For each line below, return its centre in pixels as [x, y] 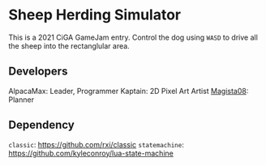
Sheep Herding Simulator [95, 15]
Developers [38, 72]
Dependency [41, 125]
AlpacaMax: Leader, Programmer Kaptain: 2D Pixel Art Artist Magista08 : [129, 91]
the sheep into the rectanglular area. [69, 45]
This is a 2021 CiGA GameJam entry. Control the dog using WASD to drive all [133, 37]
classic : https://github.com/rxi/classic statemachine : [96, 144]
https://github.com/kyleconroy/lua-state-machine [91, 153]
